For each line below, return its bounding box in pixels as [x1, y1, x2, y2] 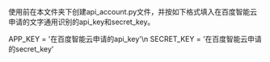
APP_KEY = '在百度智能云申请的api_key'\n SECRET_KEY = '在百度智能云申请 [8, 35, 263, 43]
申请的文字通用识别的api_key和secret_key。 [8, 17, 155, 27]
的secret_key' [8, 44, 54, 54]
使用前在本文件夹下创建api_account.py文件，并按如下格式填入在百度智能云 [8, 7, 257, 16]
